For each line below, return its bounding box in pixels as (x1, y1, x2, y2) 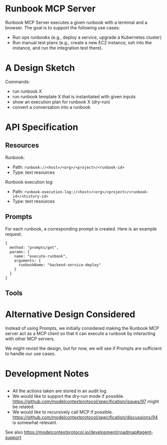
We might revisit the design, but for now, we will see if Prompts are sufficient (5, 346, 162, 352)
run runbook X (12, 88, 42, 94)
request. (5, 231, 22, 237)
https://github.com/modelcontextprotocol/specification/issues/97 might (12, 398, 159, 404)
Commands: (5, 78, 30, 84)
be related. (12, 403, 35, 410)
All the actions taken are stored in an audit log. (12, 388, 108, 394)
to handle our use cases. (5, 351, 56, 357)
